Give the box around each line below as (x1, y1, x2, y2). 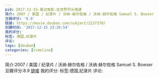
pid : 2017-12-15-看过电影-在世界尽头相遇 (5, 7, 82, 12)
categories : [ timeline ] (5, 47, 53, 52)
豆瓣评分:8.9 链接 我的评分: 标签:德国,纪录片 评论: (5, 67, 103, 73)
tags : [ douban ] (5, 43, 36, 48)
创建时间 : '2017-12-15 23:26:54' (5, 25, 70, 30)
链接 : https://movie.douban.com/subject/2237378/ (5, 20, 106, 26)
